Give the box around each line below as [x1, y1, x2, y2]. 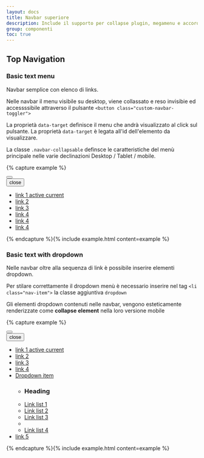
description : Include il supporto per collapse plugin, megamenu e [6, 20, 181, 26]
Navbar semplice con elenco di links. [6, 86, 99, 93]
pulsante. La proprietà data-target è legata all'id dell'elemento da [6, 127, 171, 135]
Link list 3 [24, 414, 49, 421]
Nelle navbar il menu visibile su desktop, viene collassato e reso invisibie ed [6, 98, 196, 105]
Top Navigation [6, 54, 66, 64]
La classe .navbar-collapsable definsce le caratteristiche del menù [6, 146, 175, 153]
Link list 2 [24, 407, 49, 414]
